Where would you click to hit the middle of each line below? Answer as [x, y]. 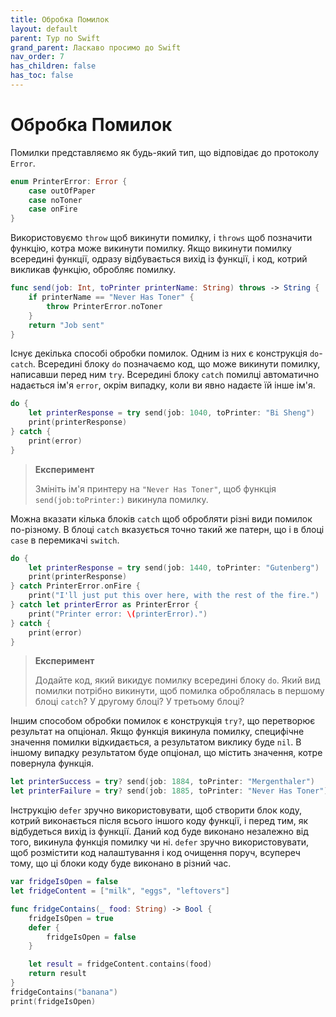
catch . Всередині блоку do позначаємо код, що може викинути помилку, [165, 364]
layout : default [44, 29]
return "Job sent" [66, 325]
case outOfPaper [62, 191]
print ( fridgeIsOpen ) [53, 1001]
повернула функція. [52, 763]
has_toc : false [42, 76]
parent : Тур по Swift [55, 38]
